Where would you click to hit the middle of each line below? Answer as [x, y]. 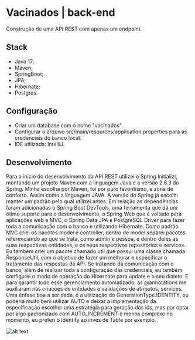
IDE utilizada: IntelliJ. [40, 144]
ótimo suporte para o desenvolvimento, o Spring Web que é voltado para [94, 214]
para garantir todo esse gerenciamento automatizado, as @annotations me [96, 282]
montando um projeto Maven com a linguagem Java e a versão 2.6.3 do [93, 183]
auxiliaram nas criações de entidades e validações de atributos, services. [95, 289]
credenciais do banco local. [48, 137]
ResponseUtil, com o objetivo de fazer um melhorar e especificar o [87, 258]
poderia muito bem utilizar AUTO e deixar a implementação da [81, 301]
